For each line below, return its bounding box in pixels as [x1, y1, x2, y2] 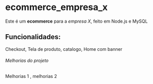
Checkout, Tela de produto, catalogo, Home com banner [5, 46, 123, 52]
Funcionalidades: [5, 33, 61, 41]
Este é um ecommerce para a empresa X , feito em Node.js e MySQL [5, 18, 148, 24]
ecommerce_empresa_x [5, 2, 108, 13]
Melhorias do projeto [5, 57, 49, 64]
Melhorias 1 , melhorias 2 [5, 73, 57, 79]
